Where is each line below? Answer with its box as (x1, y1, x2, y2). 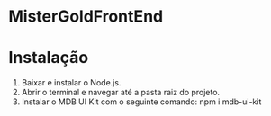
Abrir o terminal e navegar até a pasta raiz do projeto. (21, 87, 221, 98)
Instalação (8, 48, 89, 68)
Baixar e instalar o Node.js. (21, 77, 122, 88)
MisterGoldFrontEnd (8, 6, 164, 27)
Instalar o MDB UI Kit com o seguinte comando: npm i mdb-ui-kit (21, 96, 262, 107)
